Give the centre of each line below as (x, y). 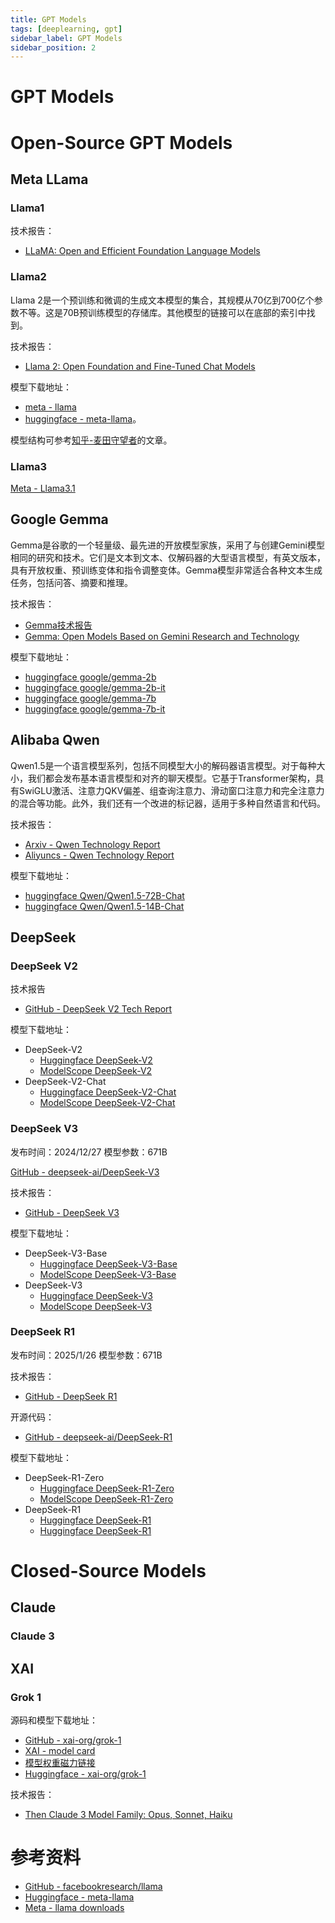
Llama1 (27, 208)
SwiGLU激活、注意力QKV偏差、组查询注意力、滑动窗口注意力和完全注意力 (171, 790)
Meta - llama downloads (74, 1907)
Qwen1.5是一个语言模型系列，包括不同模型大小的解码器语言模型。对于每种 (163, 765)
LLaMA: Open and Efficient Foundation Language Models (142, 251)
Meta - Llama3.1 (43, 488)
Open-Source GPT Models (121, 142)
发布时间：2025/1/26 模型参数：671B (86, 1355)
